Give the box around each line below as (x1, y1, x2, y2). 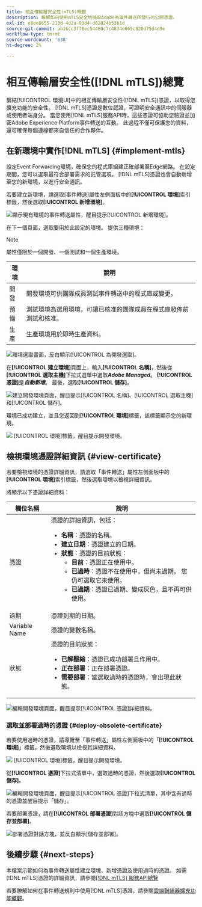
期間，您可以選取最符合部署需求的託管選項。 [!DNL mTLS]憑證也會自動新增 (6, 170, 192, 177)
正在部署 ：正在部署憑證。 (61, 664, 134, 672)
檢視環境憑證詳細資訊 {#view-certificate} (6, 452, 162, 462)
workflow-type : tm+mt (6, 31, 61, 37)
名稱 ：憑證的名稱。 (61, 531, 116, 540)
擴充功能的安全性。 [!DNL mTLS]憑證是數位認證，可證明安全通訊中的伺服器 (6, 103, 192, 111)
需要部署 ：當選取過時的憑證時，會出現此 (61, 673, 176, 681)
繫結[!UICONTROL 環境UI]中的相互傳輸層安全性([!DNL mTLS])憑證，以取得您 (6, 96, 195, 103)
